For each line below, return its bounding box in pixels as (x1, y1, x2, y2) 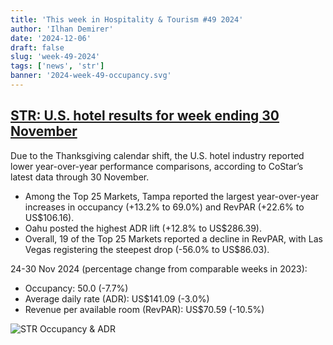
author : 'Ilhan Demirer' (10, 24, 114, 34)
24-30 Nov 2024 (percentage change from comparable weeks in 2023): (10, 262, 308, 275)
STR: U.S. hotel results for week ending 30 (10, 107, 280, 125)
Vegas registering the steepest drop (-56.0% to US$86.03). (24, 243, 270, 255)
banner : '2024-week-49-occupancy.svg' (10, 71, 172, 81)
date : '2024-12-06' (10, 33, 92, 43)
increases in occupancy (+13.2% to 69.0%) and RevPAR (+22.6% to (24, 201, 305, 213)
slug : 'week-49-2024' (10, 52, 101, 62)
